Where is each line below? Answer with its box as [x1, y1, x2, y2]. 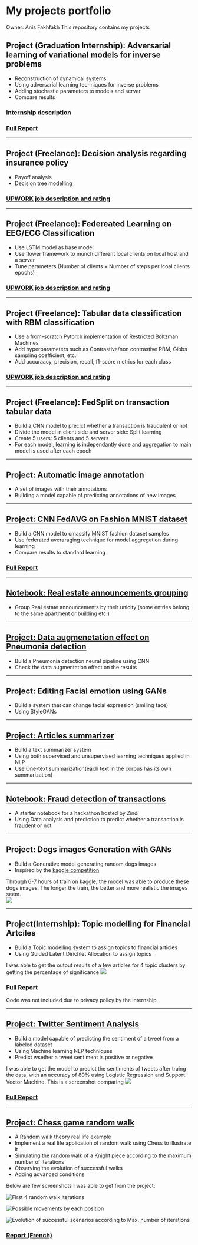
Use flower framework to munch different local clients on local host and [14, 250, 189, 257]
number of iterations [14, 1158, 65, 1165]
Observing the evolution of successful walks [14, 1164, 123, 1171]
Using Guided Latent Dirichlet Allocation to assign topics [14, 950, 152, 957]
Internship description [6, 108, 72, 116]
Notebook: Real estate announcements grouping [6, 588, 189, 598]
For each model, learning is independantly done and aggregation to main [14, 441, 192, 448]
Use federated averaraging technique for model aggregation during [14, 536, 179, 543]
